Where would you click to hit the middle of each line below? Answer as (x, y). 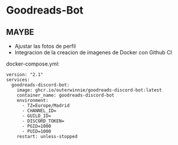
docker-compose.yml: (33, 64)
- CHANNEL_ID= (39, 111)
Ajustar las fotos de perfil (45, 46)
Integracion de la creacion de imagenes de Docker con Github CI (93, 52)
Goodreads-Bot (45, 10)
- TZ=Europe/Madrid (45, 106)
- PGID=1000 (36, 126)
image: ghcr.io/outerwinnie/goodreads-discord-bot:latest (89, 90)
